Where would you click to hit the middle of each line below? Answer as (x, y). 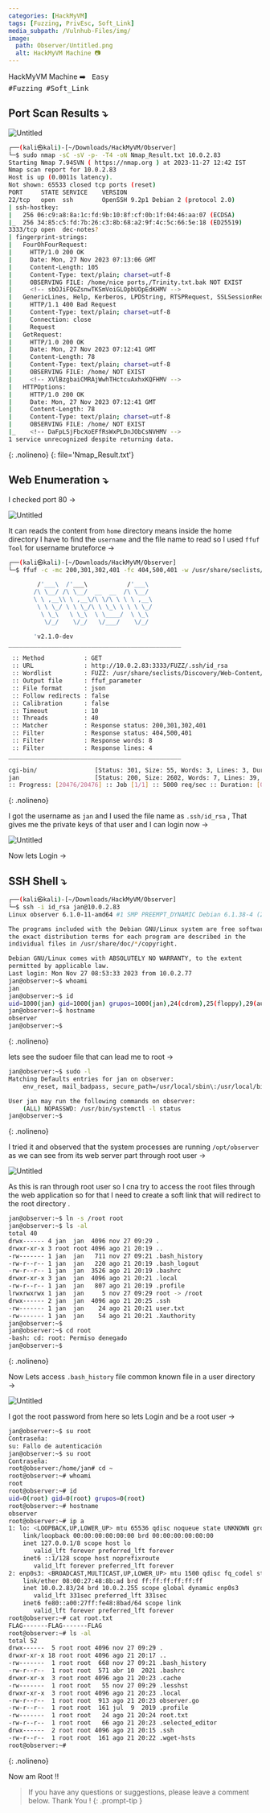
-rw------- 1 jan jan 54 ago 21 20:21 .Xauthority (102, 1316)
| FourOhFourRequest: (48, 245)
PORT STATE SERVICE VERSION (68, 193)
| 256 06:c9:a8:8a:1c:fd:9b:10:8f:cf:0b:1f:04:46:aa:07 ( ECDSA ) (122, 215)
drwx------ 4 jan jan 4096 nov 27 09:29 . (84, 1241)
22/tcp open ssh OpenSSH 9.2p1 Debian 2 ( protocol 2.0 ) (122, 200)
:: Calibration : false (61, 703)
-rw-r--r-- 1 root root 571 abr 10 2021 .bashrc (96, 1671)
